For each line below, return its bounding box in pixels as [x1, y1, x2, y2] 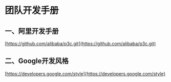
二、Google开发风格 [5, 57, 69, 66]
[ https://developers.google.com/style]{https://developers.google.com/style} [5, 70, 166, 77]
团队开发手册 [5, 5, 59, 16]
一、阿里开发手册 [5, 27, 59, 35]
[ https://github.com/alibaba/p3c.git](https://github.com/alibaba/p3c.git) [5, 40, 156, 47]
